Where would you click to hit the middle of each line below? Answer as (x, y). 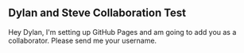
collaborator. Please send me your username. (83, 40)
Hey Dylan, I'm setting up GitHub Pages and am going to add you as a (122, 32)
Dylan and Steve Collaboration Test (97, 13)
